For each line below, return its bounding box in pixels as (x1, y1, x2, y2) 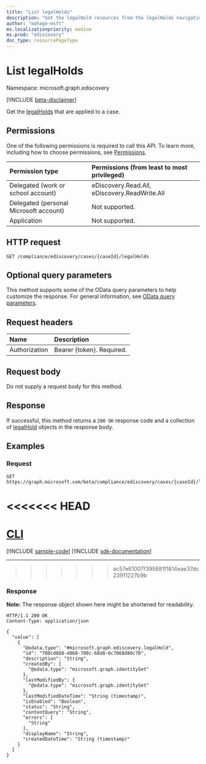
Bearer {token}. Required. (54, 346, 127, 354)
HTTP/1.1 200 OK (6, 613, 48, 619)
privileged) (91, 170, 124, 179)
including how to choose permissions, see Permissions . (6, 148, 147, 156)
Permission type (9, 167, 59, 175)
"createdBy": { (22, 660, 62, 667)
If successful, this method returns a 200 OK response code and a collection (6, 416, 195, 424)
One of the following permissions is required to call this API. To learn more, (6, 142, 196, 149)
